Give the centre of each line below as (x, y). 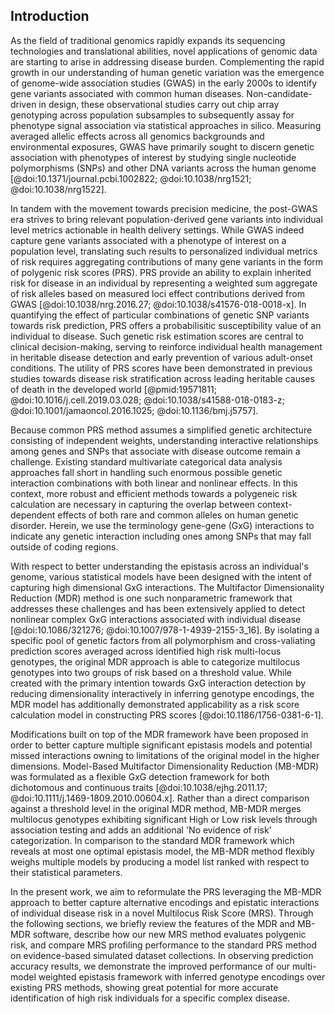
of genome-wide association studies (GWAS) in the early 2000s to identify (164, 83)
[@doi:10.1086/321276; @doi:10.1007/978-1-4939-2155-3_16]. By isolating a (165, 630)
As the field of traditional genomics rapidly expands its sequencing (148, 40)
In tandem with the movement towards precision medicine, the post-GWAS (164, 208)
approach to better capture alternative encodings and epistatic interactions (165, 902)
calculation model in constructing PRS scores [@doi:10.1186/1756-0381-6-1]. (167, 715)
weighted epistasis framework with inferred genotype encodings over (182, 976)
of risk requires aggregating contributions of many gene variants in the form (167, 261)
